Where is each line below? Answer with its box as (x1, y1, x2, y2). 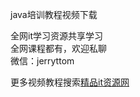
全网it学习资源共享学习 (10, 30, 103, 42)
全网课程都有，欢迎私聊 (10, 43, 107, 54)
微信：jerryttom (10, 55, 75, 67)
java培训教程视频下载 (10, 9, 98, 20)
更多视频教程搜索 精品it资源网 (10, 76, 130, 88)
